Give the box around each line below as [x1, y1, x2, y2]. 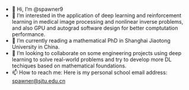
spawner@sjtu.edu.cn [11, 78, 66, 84]
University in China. [11, 43, 60, 50]
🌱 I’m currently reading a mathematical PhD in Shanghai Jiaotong [11, 37, 171, 44]
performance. [11, 31, 46, 38]
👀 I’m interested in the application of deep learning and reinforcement [11, 12, 182, 19]
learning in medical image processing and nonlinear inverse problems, [11, 18, 184, 25]
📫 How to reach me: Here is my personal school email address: [11, 69, 168, 76]
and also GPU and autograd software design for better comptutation [11, 24, 178, 31]
